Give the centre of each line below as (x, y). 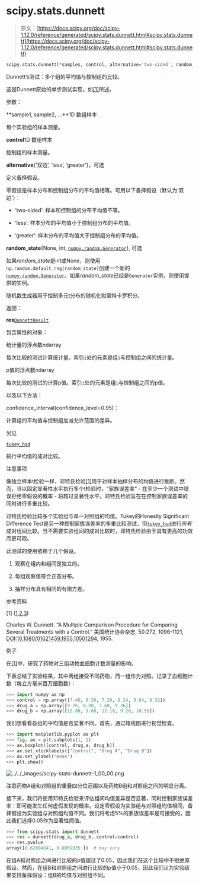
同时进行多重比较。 (30, 503)
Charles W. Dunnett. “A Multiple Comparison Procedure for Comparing (92, 625)
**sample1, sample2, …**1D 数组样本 (52, 115)
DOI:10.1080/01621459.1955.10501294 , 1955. (60, 638)
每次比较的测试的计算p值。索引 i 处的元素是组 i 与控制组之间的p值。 (87, 382)
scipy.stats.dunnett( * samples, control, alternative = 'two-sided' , (90, 64)
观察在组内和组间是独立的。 (49, 563)
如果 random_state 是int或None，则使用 (53, 260)
